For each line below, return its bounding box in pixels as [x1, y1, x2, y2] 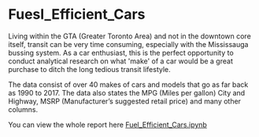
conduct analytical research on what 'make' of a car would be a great [8, 56, 234, 66]
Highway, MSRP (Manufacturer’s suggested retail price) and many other [8, 96, 242, 106]
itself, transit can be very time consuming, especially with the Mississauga [8, 39, 249, 49]
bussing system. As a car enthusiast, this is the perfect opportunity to [8, 48, 234, 57]
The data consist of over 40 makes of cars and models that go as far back [8, 80, 249, 89]
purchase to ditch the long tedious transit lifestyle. [8, 64, 171, 74]
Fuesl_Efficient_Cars [8, 5, 146, 23]
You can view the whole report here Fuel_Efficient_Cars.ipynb [8, 120, 207, 129]
